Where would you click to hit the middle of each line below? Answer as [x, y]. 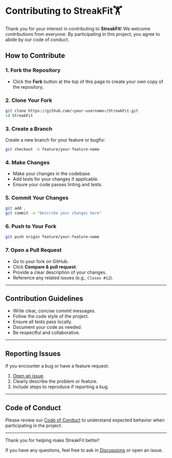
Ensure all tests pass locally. [42, 322]
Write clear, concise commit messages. [54, 311]
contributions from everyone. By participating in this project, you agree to [83, 34]
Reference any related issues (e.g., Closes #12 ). [63, 277]
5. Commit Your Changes [37, 198]
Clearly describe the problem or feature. [55, 382]
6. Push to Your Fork [31, 226]
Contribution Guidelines [44, 299]
